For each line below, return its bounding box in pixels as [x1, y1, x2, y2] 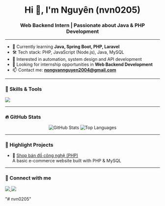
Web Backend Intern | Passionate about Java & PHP [20, 22, 145, 29]
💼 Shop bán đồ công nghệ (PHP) [12, 153, 79, 158]
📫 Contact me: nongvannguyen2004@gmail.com [12, 67, 116, 73]
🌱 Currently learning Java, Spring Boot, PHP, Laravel [12, 44, 120, 50]
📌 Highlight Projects [5, 142, 54, 148]
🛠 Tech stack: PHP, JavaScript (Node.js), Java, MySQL [12, 49, 124, 55]
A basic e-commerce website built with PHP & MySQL [12, 158, 122, 164]
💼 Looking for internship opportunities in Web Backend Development [12, 61, 153, 68]
